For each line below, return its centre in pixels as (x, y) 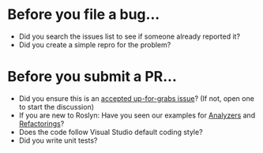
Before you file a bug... (84, 15)
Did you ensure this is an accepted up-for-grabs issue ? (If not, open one (136, 98)
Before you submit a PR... (92, 77)
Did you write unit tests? (58, 140)
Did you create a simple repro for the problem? (95, 44)
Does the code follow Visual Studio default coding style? (111, 132)
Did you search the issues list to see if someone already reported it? (130, 36)
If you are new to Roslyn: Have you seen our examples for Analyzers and (137, 115)
